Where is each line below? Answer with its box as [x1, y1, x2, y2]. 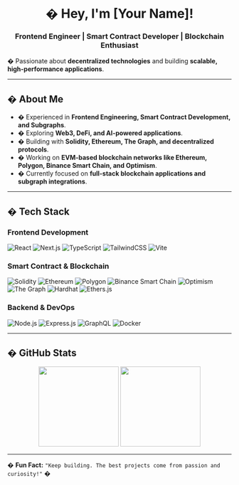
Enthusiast [100, 41, 139, 50]
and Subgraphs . [17, 121, 66, 129]
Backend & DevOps [7, 303, 75, 313]
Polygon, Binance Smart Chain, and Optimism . [17, 161, 158, 170]
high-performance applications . [7, 65, 105, 73]
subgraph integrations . [17, 177, 87, 186]
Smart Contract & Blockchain [7, 261, 110, 271]
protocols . [17, 145, 49, 154]
